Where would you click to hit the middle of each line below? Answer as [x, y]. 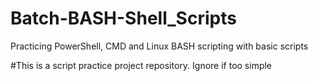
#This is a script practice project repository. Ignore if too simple [141, 65]
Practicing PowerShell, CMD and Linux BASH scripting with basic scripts [159, 46]
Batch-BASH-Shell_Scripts [123, 18]
